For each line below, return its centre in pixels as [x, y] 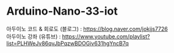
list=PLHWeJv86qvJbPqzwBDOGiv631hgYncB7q [68, 43]
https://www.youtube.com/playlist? [106, 36]
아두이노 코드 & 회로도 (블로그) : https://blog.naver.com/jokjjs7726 [87, 29]
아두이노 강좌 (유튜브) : [34, 36]
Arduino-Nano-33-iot [62, 11]
